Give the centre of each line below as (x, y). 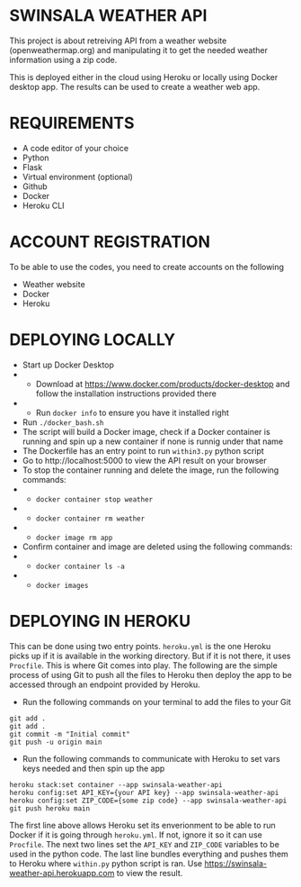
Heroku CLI (43, 205)
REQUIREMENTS (72, 123)
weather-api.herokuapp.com (62, 873)
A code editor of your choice (75, 148)
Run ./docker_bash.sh (63, 422)
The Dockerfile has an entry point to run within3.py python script (143, 450)
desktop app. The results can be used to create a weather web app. (135, 86)
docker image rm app (74, 538)
